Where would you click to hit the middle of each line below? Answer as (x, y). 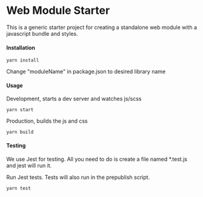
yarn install (23, 60)
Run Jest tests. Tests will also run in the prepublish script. (78, 177)
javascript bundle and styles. (42, 33)
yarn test (19, 188)
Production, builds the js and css (47, 121)
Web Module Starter (58, 11)
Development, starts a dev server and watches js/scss (74, 99)
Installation (21, 47)
